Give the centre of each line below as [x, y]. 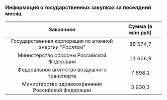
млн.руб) [140, 33]
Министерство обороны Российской [62, 55]
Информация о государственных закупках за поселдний [78, 7]
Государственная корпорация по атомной [62, 41]
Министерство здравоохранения [62, 84]
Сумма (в [140, 26]
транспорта [62, 76]
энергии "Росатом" [62, 47]
